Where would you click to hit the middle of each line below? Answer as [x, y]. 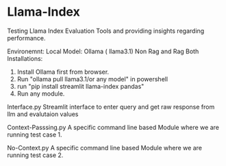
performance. [26, 38]
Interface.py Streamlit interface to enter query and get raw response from [111, 107]
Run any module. [41, 94]
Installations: [25, 58]
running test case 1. [35, 135]
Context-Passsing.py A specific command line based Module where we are [113, 127]
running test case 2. [35, 155]
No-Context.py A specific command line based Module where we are [104, 148]
